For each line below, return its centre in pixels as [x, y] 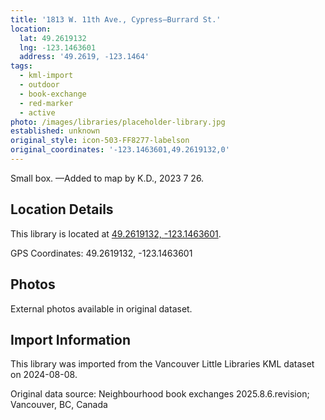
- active [37, 112]
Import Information [70, 339]
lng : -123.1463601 [58, 47]
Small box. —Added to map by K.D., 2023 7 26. [107, 178]
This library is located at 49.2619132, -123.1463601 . [116, 233]
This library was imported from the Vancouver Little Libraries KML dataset [162, 364]
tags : [21, 66]
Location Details [62, 209]
